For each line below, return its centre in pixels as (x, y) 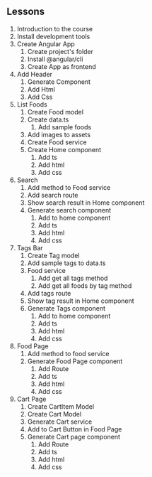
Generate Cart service (60, 422)
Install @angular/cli (55, 59)
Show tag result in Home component (81, 301)
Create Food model (55, 112)
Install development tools (53, 36)
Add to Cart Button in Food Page (75, 429)
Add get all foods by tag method (85, 285)
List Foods (32, 104)
